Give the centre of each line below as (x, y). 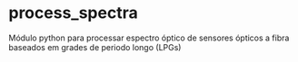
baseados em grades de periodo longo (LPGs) (95, 47)
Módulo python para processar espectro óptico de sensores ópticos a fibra (149, 38)
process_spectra (73, 13)
